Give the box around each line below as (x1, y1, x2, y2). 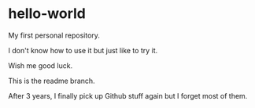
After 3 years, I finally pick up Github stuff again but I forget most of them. (8, 91, 248, 100)
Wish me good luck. (8, 60, 73, 70)
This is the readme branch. (8, 76, 96, 85)
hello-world (8, 5, 87, 23)
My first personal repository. (8, 31, 101, 40)
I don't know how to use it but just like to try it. (8, 45, 158, 55)
